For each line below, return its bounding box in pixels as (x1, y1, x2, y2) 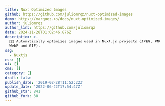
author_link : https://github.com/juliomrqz (5, 25, 96, 30)
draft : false (5, 75, 32, 80)
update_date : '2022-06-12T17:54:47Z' (5, 84, 82, 89)
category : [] (5, 71, 32, 76)
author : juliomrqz (5, 21, 43, 26)
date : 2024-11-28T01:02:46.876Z (5, 30, 71, 35)
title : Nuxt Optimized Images (5, 7, 67, 12)
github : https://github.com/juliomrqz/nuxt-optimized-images (5, 12, 133, 17)
